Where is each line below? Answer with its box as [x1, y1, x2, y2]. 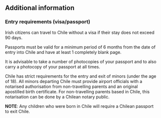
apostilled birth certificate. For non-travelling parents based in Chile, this [5, 88, 150, 94]
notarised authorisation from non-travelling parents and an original [5, 84, 138, 89]
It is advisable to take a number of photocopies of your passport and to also [5, 58, 157, 65]
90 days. [5, 34, 23, 40]
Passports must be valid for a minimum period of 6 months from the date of [5, 44, 156, 50]
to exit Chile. [5, 108, 30, 114]
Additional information [5, 4, 75, 12]
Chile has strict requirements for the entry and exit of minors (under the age [5, 73, 157, 79]
